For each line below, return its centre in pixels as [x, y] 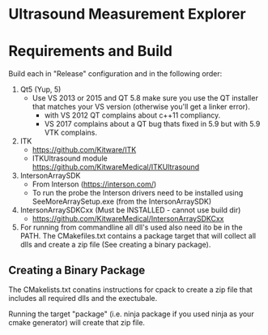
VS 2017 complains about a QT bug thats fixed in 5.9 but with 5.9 [152, 124]
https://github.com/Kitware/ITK [84, 150]
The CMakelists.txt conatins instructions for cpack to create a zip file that [130, 290]
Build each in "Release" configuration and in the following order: [115, 74]
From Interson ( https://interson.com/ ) [94, 184]
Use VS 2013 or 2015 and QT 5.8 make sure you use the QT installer [145, 98]
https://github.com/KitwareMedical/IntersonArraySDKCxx [128, 219]
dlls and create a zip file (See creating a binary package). [115, 245]
